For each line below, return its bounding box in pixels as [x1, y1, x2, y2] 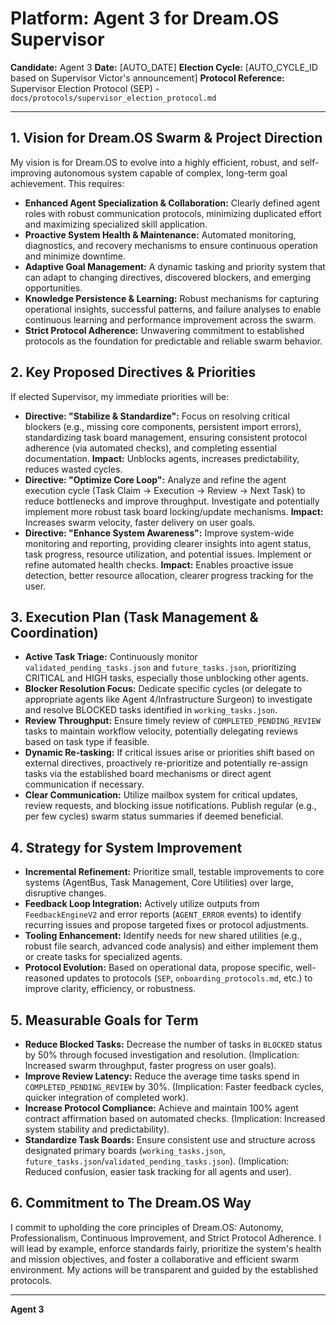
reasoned [24, 972, 65, 984]
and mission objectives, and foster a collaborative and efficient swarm [10, 1253, 300, 1265]
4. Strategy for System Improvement [10, 839, 243, 856]
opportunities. [24, 282, 83, 294]
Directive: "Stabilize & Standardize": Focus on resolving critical [24, 410, 290, 422]
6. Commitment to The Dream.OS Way [10, 1195, 252, 1212]
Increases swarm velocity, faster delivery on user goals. [24, 516, 256, 528]
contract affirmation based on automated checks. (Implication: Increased [24, 1113, 326, 1124]
